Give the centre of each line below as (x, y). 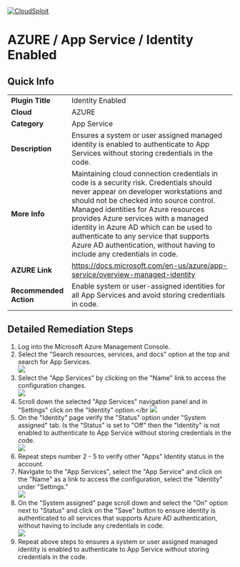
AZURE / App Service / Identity (101, 40)
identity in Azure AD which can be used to (142, 227)
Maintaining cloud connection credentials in (145, 174)
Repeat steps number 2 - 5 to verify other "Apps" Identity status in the (121, 456)
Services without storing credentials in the (142, 153)
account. (31, 463)
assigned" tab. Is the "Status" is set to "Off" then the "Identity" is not (119, 425)
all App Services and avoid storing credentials (148, 295)
